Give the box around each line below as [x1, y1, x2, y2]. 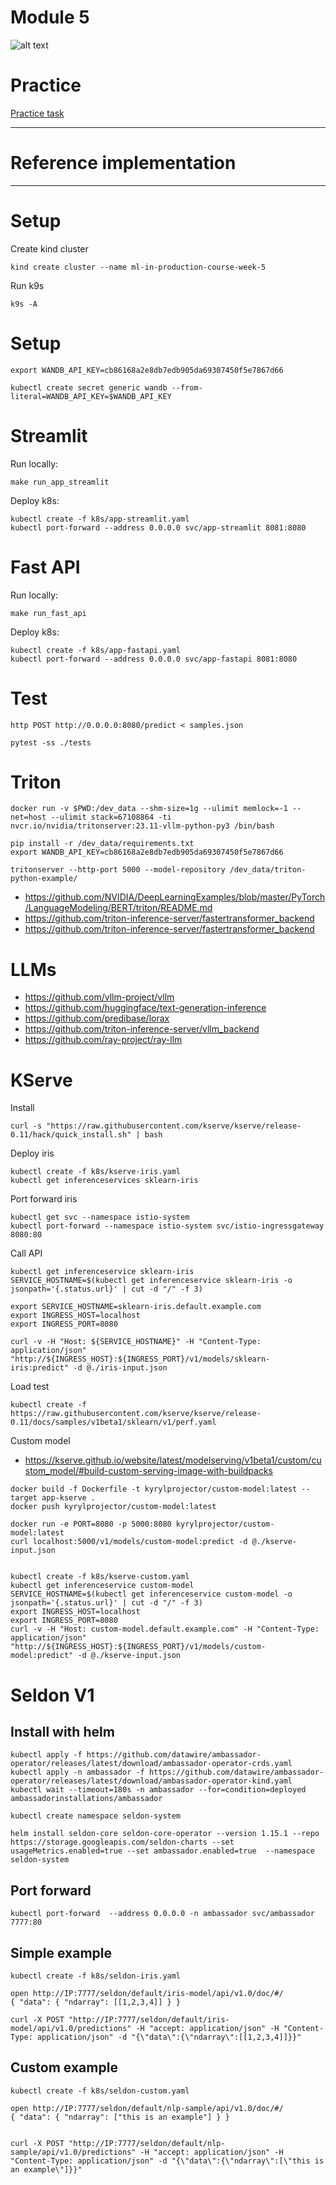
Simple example [10, 1944, 113, 1961]
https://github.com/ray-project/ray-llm [24, 1034, 183, 1046]
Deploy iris [10, 1147, 55, 1160]
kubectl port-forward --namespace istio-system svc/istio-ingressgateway [10, 1221, 325, 1231]
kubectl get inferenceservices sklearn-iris [10, 1176, 199, 1186]
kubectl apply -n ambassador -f [10, 1767, 145, 1778]
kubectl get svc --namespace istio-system [10, 1212, 190, 1223]
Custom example [10, 2059, 118, 2076]
